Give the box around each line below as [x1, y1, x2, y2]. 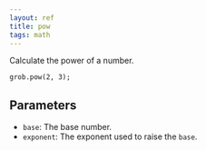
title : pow [9, 22, 51, 31]
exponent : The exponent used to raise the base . [22, 131, 198, 142]
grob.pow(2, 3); [9, 73, 71, 82]
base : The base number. [22, 122, 112, 133]
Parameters [9, 97, 77, 113]
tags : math [9, 30, 51, 39]
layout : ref [9, 13, 54, 23]
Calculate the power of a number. [9, 55, 134, 66]
